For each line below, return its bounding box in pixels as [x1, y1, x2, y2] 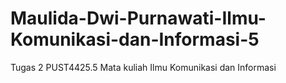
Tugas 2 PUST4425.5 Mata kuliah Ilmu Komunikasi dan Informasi [10, 61, 277, 73]
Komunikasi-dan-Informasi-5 [10, 28, 260, 51]
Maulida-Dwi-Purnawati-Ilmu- [10, 7, 267, 30]
